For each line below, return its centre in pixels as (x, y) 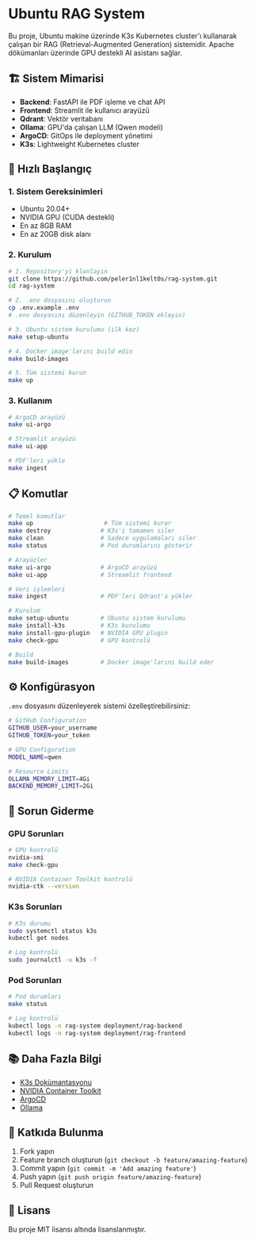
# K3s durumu (30, 923)
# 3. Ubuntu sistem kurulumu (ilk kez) (74, 329)
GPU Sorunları (36, 834)
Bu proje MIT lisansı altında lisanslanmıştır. (77, 1229)
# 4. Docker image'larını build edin (70, 351)
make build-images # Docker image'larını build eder (111, 662)
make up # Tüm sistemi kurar (90, 524)
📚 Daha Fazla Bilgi (55, 1059)
